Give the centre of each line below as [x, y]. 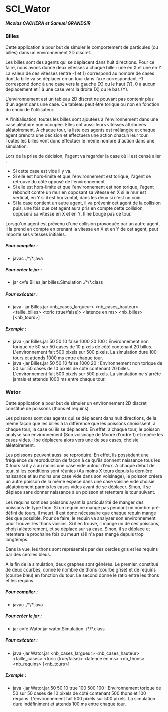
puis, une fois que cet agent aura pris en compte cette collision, [78, 208]
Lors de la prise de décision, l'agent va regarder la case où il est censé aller [83, 156]
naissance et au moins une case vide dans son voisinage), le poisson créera [84, 476]
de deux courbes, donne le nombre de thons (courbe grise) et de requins [81, 569]
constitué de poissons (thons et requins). [48, 408]
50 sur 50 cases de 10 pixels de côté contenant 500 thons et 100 [79, 693]
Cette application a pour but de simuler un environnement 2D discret [76, 403]
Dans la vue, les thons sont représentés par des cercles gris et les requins [82, 549]
